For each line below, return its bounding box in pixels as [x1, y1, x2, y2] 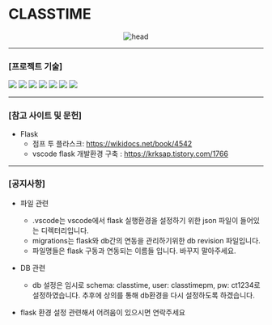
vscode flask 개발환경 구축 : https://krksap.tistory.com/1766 [32, 149, 229, 158]
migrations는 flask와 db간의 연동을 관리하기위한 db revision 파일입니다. [32, 235, 261, 245]
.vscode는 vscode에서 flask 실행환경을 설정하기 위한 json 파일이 [32, 215, 239, 225]
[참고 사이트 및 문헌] [8, 110, 83, 121]
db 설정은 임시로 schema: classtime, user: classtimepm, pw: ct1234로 [32, 280, 261, 289]
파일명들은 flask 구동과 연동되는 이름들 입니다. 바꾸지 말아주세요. [32, 246, 236, 255]
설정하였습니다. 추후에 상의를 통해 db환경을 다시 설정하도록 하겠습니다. [32, 290, 255, 300]
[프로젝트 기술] [8, 61, 63, 72]
